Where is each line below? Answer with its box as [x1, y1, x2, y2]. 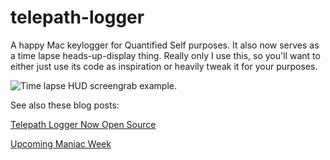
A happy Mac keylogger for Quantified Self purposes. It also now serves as [10, 39, 320, 51]
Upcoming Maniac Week [10, 137, 112, 150]
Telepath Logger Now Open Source [10, 118, 157, 130]
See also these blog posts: [10, 99, 120, 111]
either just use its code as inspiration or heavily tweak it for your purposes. [10, 60, 318, 72]
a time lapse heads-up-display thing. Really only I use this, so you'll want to [10, 49, 321, 61]
